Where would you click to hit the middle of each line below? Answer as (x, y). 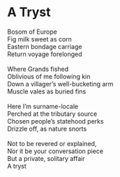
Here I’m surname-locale (43, 106)
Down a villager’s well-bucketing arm (60, 84)
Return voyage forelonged (45, 54)
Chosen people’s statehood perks (55, 121)
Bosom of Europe (32, 32)
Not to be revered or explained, (52, 143)
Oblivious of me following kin (49, 76)
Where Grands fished (38, 69)
